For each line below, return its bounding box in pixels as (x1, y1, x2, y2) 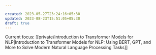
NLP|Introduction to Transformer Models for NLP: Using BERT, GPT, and (5, 39, 151, 45)
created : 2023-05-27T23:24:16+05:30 (5, 11, 80, 16)
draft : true (5, 21, 30, 26)
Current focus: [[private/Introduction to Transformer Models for (5, 34, 134, 40)
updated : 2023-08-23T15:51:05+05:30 (5, 16, 80, 21)
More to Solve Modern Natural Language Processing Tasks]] (5, 45, 128, 51)
